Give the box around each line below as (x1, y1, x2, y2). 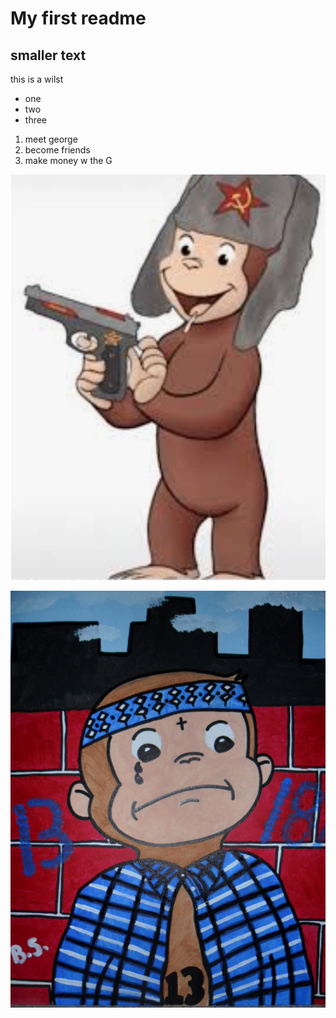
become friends (24, 144, 91, 156)
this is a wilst (10, 73, 64, 85)
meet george (24, 133, 78, 145)
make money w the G (24, 155, 113, 166)
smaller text (10, 47, 87, 64)
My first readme (10, 7, 147, 30)
